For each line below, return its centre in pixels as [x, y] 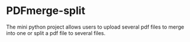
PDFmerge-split [46, 11]
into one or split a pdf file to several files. [56, 33]
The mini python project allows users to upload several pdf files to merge [95, 27]
